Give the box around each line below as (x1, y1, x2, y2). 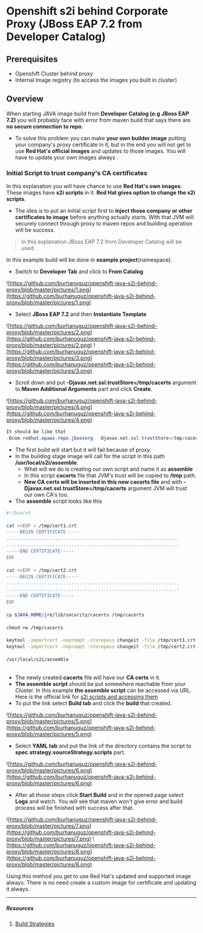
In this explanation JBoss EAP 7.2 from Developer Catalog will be (21, 238, 182, 245)
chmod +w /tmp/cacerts (6, 624, 63, 631)
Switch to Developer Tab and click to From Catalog (14, 268, 144, 276)
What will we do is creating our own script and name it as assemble (24, 465, 193, 473)
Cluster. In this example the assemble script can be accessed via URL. (14, 686, 192, 694)
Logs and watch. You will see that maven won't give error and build (14, 798, 183, 805)
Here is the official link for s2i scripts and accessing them (14, 693, 158, 700)
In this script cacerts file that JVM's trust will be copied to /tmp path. (24, 471, 197, 479)
